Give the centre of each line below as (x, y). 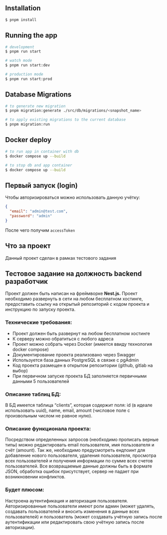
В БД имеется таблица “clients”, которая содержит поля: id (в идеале (79, 405)
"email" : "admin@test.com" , (39, 211)
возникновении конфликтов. (35, 477)
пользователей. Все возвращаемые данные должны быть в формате (79, 466)
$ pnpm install (21, 20)
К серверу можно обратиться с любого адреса (63, 339)
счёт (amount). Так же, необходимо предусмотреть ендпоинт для (75, 450)
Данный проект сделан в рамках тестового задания (61, 258)
